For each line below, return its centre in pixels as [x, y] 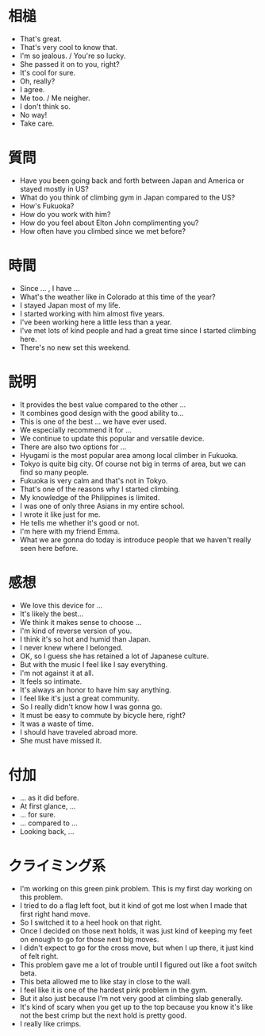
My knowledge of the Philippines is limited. [90, 497]
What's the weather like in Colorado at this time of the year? [117, 297]
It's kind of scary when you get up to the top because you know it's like [136, 1007]
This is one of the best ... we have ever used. [93, 421]
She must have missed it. [61, 740]
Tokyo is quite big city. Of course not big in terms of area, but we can [132, 464]
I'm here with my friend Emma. [70, 531]
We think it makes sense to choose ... [81, 622]
